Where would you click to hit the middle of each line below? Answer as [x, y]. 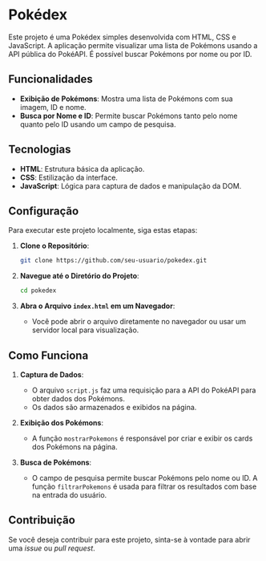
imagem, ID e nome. [53, 107]
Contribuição [42, 520]
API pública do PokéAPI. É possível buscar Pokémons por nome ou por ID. [130, 54]
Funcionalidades [51, 79]
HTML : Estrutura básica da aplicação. [82, 169]
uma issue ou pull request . [52, 548]
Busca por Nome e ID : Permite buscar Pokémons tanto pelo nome [129, 116]
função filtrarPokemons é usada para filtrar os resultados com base [144, 486]
